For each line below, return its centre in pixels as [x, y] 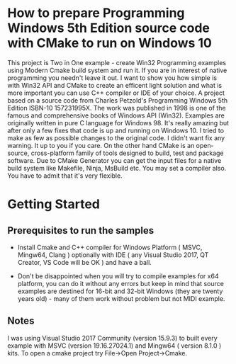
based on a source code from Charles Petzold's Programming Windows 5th [118, 100]
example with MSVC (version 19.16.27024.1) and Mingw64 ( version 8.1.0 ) [114, 346]
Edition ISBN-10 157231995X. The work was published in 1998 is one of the [117, 108]
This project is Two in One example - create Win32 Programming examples [117, 62]
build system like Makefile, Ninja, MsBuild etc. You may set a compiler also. [117, 168]
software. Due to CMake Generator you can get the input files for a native [114, 160]
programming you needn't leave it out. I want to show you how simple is [112, 78]
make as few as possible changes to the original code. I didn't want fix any [116, 138]
